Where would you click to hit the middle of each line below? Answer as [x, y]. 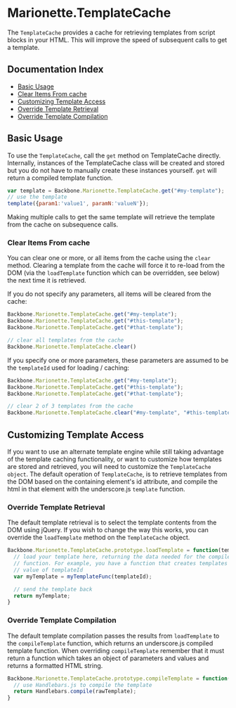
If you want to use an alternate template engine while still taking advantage [116, 452]
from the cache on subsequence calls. [63, 225]
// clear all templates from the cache [66, 340]
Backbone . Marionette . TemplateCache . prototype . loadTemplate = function [113, 551]
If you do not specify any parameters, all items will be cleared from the [110, 294]
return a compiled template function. [60, 178]
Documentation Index [55, 69]
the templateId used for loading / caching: [68, 368]
